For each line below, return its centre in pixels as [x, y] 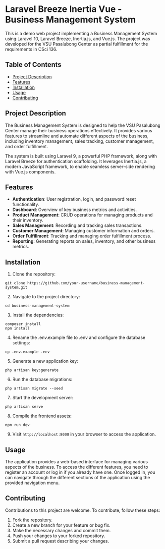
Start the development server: [43, 398]
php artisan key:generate [32, 370]
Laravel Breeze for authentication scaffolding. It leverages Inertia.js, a [76, 161]
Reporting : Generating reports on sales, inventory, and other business [84, 241]
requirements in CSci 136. [31, 49]
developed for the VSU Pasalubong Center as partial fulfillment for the [77, 44]
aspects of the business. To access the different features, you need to [77, 467]
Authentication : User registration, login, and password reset [74, 199]
